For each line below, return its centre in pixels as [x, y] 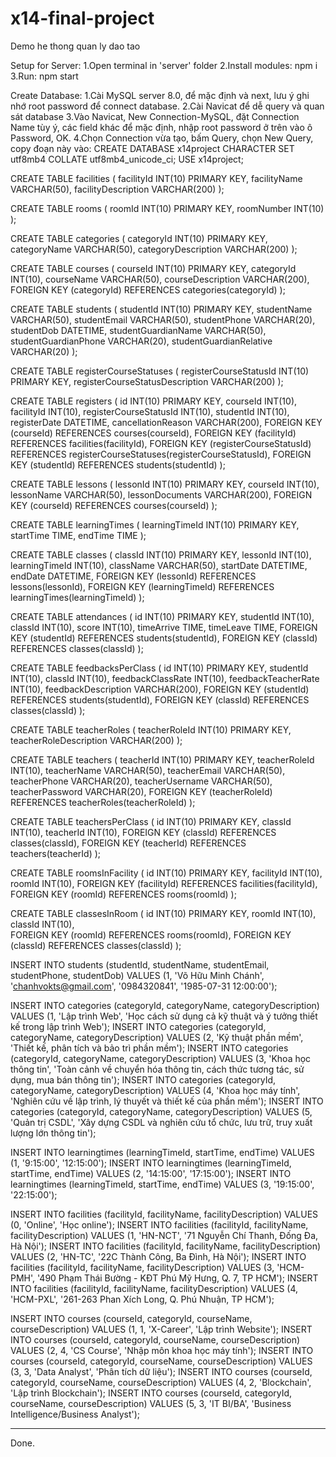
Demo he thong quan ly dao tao [75, 46]
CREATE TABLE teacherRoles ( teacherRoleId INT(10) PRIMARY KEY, [151, 729]
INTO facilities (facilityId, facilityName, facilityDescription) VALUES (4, [154, 1288]
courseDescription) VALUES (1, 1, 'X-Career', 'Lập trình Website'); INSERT [161, 1329]
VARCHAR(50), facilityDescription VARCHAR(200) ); [117, 189]
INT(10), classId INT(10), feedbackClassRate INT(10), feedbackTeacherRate [165, 678]
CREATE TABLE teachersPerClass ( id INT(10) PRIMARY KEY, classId [151, 821]
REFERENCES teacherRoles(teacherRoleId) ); [103, 802]
